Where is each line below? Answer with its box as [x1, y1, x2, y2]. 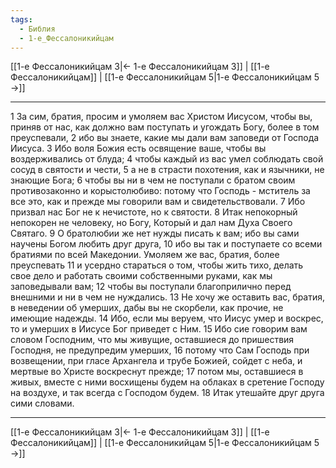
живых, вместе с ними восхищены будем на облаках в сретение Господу [10, 376, 325, 388]
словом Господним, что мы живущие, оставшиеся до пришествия [10, 334, 295, 346]
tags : [10, 14, 33, 25]
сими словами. [10, 397, 75, 410]
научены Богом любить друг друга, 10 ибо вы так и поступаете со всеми [10, 238, 323, 250]
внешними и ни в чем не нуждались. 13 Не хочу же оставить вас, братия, [10, 291, 326, 303]
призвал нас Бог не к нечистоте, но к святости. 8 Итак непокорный [10, 206, 298, 218]
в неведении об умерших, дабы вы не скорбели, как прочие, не [10, 302, 284, 314]
